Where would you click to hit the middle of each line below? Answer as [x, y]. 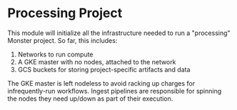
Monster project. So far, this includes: [62, 40]
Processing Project [65, 13]
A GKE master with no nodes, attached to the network [97, 61]
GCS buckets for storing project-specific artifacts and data [104, 69]
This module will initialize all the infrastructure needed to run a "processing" [119, 33]
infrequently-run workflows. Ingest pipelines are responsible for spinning [115, 91]
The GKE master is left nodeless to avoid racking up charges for [101, 83]
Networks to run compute [56, 54]
